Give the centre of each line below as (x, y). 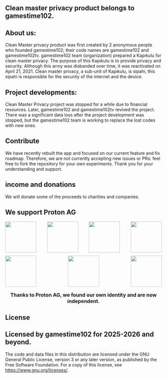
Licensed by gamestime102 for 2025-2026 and (80, 334)
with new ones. (21, 126)
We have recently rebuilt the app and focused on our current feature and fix (83, 153)
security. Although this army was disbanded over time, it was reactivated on (83, 66)
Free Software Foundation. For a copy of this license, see (64, 365)
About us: (21, 33)
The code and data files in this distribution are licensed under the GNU (77, 354)
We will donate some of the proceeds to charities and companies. (72, 197)
